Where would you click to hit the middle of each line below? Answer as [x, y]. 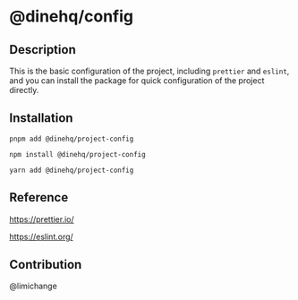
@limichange [34, 286]
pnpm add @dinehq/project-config [72, 139]
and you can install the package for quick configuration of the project [137, 81]
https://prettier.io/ [42, 219]
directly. [24, 90]
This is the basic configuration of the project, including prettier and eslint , [149, 71]
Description [43, 50]
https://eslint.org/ [41, 236]
